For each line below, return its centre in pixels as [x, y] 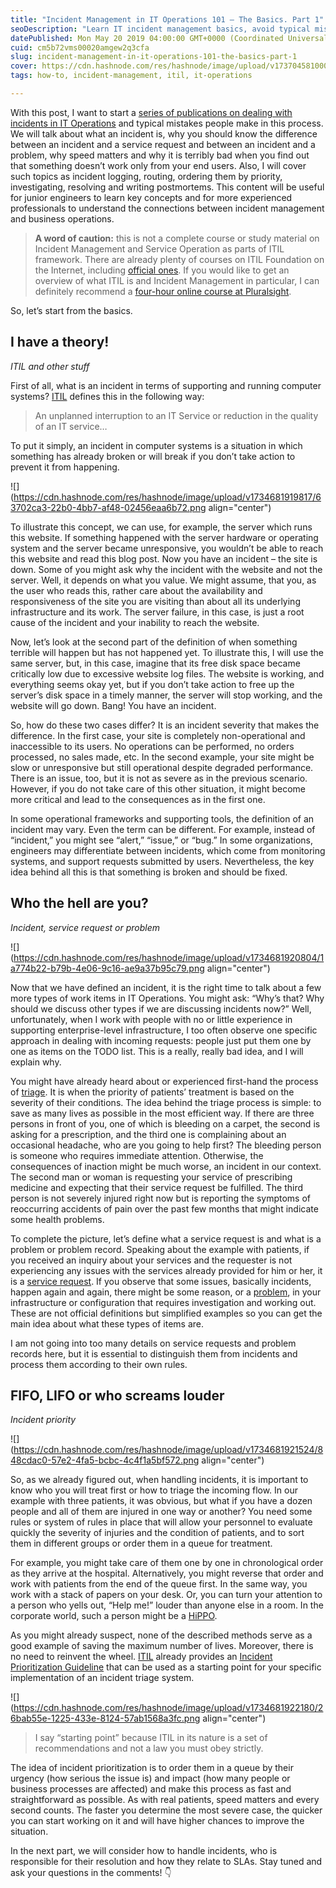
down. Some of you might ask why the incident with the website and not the [166, 569]
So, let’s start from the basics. [71, 310]
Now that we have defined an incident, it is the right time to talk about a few [166, 987]
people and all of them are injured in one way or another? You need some [161, 1512]
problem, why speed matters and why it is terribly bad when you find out [160, 155]
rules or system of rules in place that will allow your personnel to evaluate [161, 1522]
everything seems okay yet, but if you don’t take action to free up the [152, 684]
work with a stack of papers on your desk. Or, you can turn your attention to [166, 1595]
